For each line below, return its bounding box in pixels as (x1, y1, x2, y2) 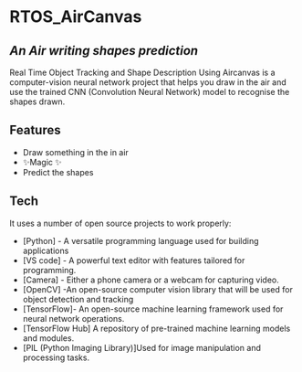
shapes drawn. (9, 96, 66, 107)
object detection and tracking (22, 293, 134, 304)
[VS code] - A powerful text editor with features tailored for (22, 254, 245, 266)
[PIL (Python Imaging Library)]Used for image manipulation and (22, 342, 262, 353)
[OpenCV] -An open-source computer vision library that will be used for (22, 283, 294, 294)
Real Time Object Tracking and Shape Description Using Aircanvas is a (9, 67, 276, 78)
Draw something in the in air (22, 146, 130, 157)
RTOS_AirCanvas (9, 6, 142, 27)
